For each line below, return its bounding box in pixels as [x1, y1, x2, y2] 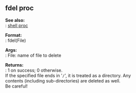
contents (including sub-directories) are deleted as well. [5, 78, 121, 84]
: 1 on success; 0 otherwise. [5, 67, 62, 73]
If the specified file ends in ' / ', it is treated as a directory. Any [5, 72, 131, 79]
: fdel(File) [5, 37, 26, 43]
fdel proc [5, 4, 34, 12]
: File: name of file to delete [5, 52, 61, 58]
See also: [5, 17, 25, 23]
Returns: [5, 62, 24, 68]
